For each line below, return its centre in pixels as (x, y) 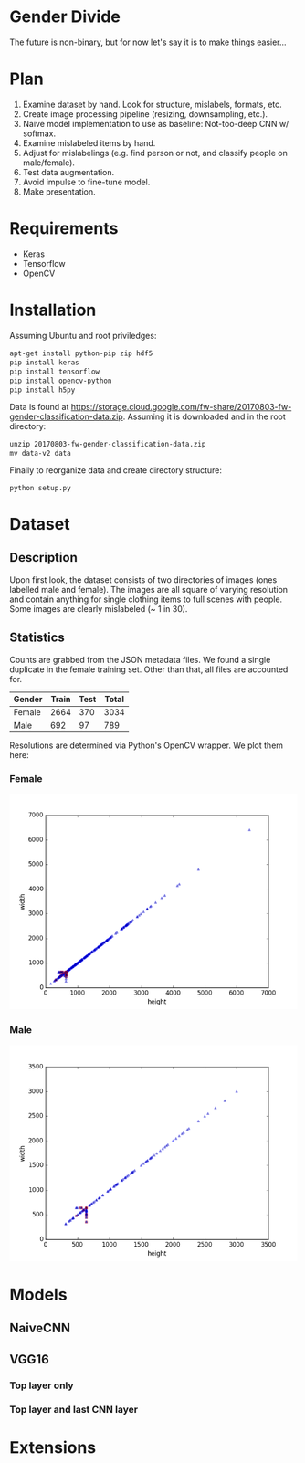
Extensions (53, 1447)
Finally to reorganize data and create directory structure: (116, 470)
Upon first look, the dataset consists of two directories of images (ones (143, 579)
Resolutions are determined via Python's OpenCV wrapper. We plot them (147, 745)
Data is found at (39, 406)
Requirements (64, 229)
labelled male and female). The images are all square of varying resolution (149, 589)
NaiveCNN (40, 1328)
